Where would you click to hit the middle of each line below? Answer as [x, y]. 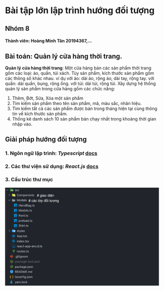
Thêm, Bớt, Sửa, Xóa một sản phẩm [48, 98]
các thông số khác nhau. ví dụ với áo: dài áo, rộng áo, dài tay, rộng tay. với [80, 78]
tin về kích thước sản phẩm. [40, 114]
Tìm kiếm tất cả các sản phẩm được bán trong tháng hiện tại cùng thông [85, 108]
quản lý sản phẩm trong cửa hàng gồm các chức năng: [60, 88]
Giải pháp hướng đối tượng [46, 139]
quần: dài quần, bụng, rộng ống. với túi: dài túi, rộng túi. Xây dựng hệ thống [81, 83]
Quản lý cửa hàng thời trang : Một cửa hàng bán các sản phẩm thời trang [78, 68]
